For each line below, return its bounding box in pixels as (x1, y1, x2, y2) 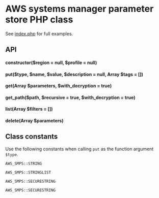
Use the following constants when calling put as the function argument (5, 146, 154, 152)
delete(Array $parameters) (5, 117, 64, 123)
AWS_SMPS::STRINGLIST (5, 170, 51, 175)
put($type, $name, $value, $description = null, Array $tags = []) (5, 71, 144, 77)
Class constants (5, 133, 58, 141)
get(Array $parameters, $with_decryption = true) (5, 83, 112, 89)
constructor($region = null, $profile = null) (5, 59, 97, 65)
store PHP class (5, 14, 73, 25)
